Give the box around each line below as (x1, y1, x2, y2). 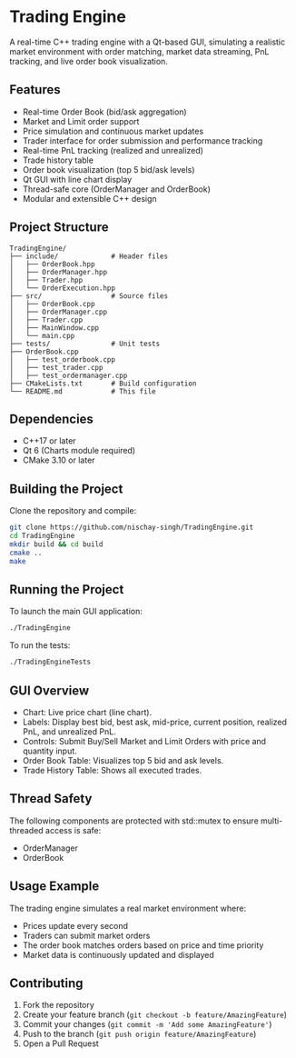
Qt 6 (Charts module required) (22, 445, 136, 456)
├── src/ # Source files (9, 291, 169, 301)
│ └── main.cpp (9, 331, 75, 340)
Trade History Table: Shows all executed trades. (22, 764, 202, 775)
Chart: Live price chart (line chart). (22, 706, 153, 717)
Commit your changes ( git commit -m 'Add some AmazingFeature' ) (22, 1019, 272, 1030)
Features (9, 82, 61, 97)
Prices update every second (22, 920, 129, 931)
